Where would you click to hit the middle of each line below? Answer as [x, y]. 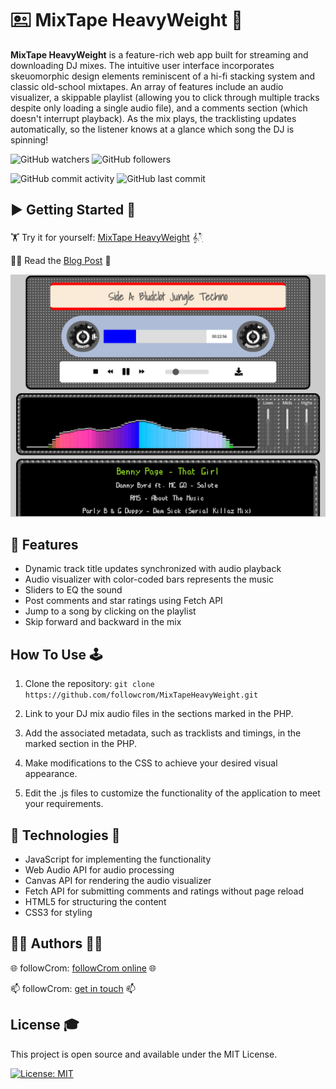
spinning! [29, 139]
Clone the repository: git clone [89, 684]
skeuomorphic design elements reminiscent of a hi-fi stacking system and [163, 76]
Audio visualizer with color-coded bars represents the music [149, 579]
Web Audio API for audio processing [99, 870]
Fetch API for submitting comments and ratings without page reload [164, 891]
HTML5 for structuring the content [95, 902]
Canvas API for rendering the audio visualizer [118, 881]
